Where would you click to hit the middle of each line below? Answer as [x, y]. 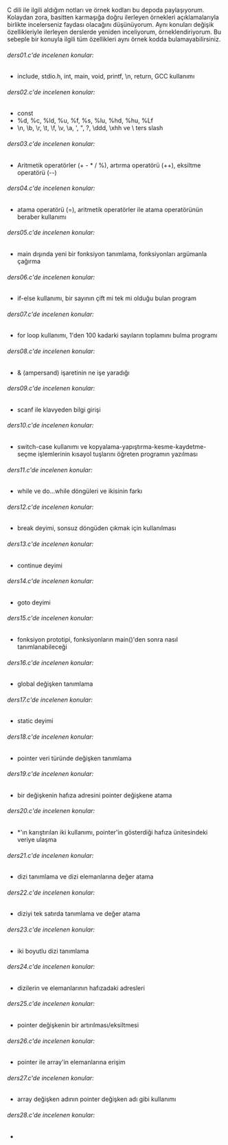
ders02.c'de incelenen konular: [51, 92]
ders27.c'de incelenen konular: [50, 1078]
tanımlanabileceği [42, 647]
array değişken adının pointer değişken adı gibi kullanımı [96, 1099]
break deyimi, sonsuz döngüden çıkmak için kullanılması [96, 528]
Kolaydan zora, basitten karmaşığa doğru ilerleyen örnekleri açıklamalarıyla [113, 17]
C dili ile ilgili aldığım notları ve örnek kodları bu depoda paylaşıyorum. [106, 10]
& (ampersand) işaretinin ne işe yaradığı [73, 372]
